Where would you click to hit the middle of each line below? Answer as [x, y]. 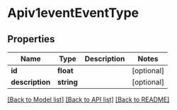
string [67, 82]
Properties [31, 39]
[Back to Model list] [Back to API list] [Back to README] [88, 99]
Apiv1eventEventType [73, 13]
